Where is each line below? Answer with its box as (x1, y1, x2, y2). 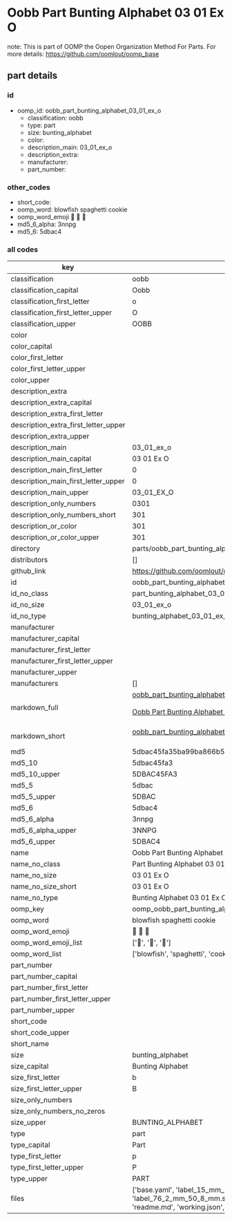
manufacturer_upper (10, 667, 77, 677)
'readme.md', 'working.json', (132, 1202, 225, 1212)
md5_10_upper (10, 770, 60, 779)
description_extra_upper (10, 431, 90, 441)
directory (10, 544, 40, 554)
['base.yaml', (132, 1185, 175, 1195)
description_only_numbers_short (10, 510, 116, 520)
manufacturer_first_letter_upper (10, 656, 113, 666)
